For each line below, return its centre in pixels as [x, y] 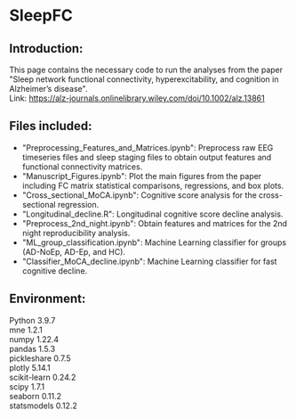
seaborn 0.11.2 [36, 396]
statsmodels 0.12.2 [43, 406]
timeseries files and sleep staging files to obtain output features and [147, 157]
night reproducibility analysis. [76, 233]
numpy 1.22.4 [34, 339]
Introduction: [46, 49]
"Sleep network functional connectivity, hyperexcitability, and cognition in [144, 79]
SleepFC [41, 16]
